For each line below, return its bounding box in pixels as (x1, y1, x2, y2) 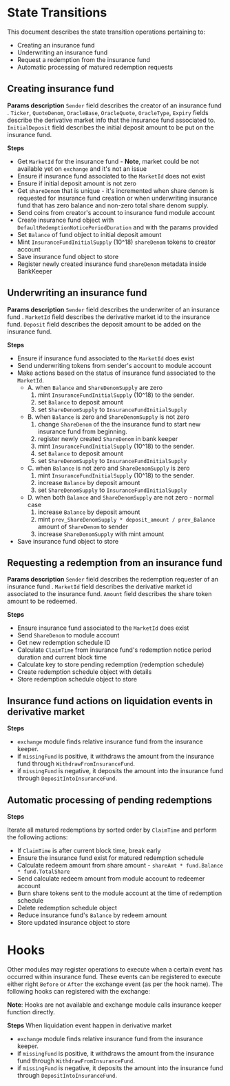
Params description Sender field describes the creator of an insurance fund (7, 101, 222, 110)
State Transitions (7, 5, 107, 21)
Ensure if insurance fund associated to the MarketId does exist (17, 354, 195, 362)
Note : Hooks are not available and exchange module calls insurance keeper (7, 1001, 222, 1009)
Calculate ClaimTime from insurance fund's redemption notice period (17, 646, 211, 654)
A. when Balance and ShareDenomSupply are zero (27, 383, 163, 391)
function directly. (7, 1007, 55, 1016)
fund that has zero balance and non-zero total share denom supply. (17, 201, 209, 209)
